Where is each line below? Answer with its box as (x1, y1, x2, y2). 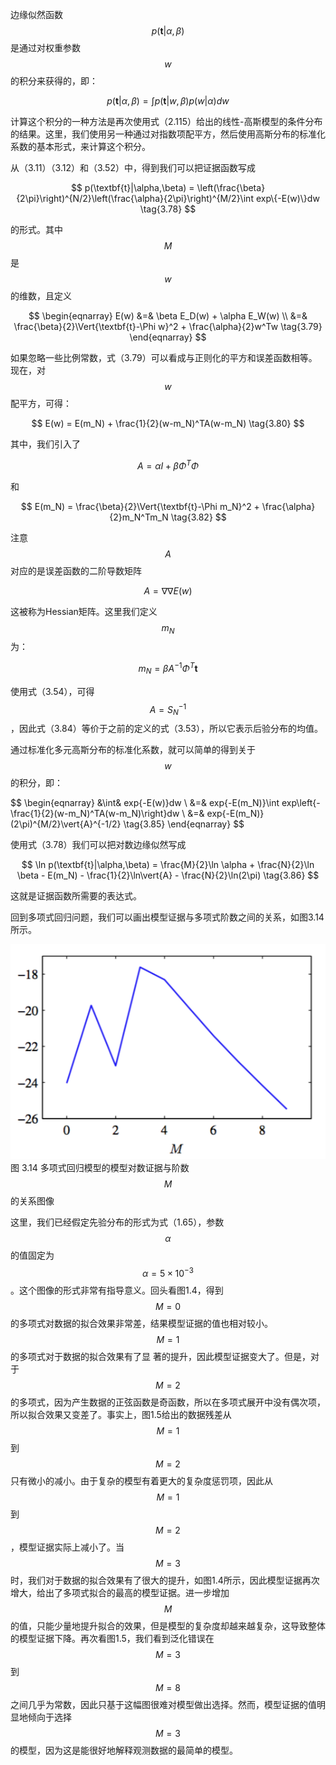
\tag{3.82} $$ (170, 511, 227, 523)
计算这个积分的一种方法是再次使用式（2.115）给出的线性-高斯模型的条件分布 (10, 116, 323, 127)
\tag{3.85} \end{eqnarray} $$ (123, 818, 245, 830)
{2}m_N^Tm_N (109, 511, 169, 523)
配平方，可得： (10, 398, 72, 409)
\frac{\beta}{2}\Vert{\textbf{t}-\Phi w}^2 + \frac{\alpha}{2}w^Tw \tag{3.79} (13, 321, 323, 332)
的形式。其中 (10, 224, 63, 235)
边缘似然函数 (10, 9, 63, 20)
